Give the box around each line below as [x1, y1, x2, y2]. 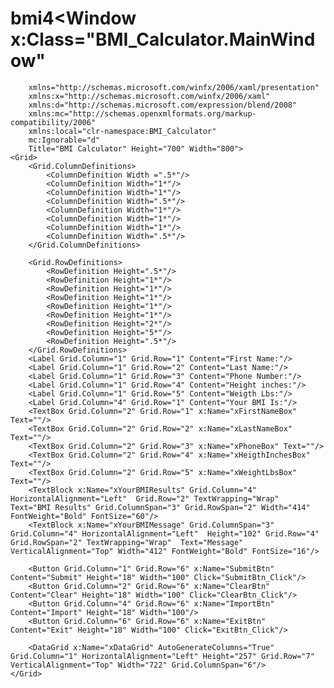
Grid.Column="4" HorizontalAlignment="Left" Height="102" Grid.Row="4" [10, 528, 320, 539]
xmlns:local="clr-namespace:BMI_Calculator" [28, 126, 217, 136]
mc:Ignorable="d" [28, 135, 101, 145]
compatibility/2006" [10, 117, 97, 127]
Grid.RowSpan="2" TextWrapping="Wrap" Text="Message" [10, 537, 244, 547]
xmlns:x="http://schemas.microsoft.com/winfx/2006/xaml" [28, 91, 271, 101]
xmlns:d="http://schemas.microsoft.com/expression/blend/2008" [28, 100, 298, 110]
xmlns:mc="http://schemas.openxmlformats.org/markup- [28, 108, 257, 119]
